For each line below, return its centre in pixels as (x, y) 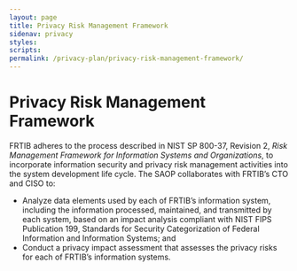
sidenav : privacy (41, 34)
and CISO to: (32, 183)
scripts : (25, 50)
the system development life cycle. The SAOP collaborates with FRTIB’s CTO (149, 174)
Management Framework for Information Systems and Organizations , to (141, 155)
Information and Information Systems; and (99, 238)
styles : (23, 42)
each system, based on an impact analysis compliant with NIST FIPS (147, 219)
